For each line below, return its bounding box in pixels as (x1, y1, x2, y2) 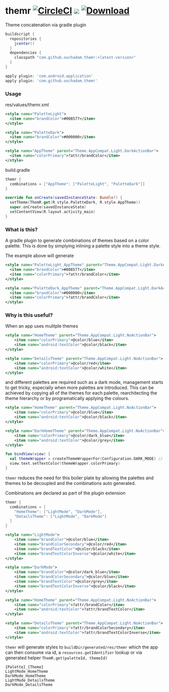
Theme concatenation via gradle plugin (5, 22, 87, 28)
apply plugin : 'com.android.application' (5, 73, 94, 78)
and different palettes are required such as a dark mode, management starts (5, 379, 163, 385)
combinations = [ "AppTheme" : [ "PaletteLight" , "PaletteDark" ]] (10, 181, 145, 186)
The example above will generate (5, 253, 74, 259)
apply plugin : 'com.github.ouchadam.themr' (5, 78, 98, 83)
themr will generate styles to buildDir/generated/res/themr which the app (5, 644, 158, 650)
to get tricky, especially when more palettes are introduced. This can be (5, 384, 154, 391)
